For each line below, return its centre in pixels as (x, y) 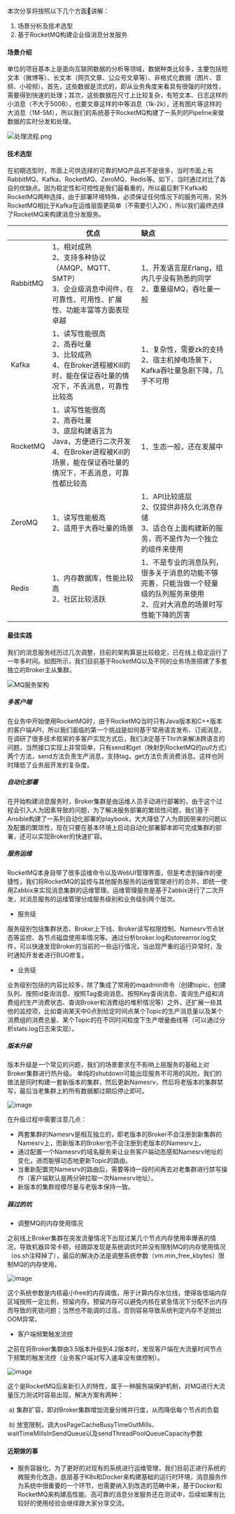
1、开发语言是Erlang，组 (182, 268)
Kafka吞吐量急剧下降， (179, 371)
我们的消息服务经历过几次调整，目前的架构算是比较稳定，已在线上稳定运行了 (117, 652)
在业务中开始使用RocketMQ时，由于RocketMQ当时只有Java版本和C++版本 (115, 721)
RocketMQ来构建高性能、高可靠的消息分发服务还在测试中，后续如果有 (118, 1494)
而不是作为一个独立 (187, 539)
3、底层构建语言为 (83, 431)
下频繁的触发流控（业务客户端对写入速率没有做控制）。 (85, 1358)
